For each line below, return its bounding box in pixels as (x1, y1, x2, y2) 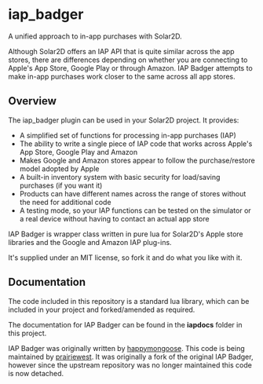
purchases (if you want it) (19, 181, 103, 190)
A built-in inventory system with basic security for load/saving (19, 172, 221, 181)
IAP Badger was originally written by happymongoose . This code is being (8, 343, 245, 353)
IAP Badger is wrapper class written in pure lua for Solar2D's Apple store (8, 229, 243, 239)
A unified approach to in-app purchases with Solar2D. (8, 31, 182, 41)
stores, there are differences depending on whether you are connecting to (8, 55, 248, 64)
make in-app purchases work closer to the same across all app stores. (8, 71, 236, 81)
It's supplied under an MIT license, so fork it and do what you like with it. (8, 253, 243, 262)
